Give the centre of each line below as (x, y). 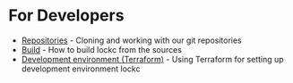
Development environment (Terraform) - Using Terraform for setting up (152, 59)
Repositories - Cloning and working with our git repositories (132, 40)
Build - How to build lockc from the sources (102, 49)
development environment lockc (81, 69)
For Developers (66, 16)
